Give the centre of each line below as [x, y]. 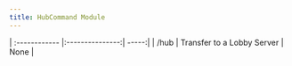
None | [21, 51]
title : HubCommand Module [57, 17]
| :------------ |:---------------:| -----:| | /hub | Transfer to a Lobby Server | [146, 42]
